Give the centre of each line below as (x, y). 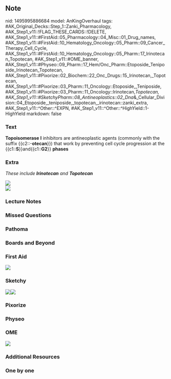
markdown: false (44, 113)
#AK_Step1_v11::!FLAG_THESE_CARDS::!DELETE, (56, 32)
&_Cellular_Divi (149, 97)
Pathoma (17, 229)
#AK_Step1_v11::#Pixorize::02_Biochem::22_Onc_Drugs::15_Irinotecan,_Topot (85, 75)
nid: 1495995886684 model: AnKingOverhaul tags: (59, 21)
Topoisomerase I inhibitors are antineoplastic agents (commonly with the (83, 138)
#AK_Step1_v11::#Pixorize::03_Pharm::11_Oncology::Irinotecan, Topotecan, (82, 91)
